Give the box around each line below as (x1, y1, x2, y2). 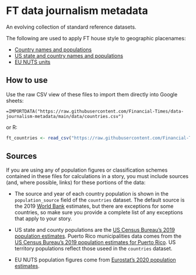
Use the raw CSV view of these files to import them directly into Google (6, 90, 178, 98)
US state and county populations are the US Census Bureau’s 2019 (14, 227, 175, 234)
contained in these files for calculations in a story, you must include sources (6, 173, 188, 180)
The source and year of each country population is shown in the (14, 190, 169, 197)
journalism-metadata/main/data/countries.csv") (6, 113, 124, 119)
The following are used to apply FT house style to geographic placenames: (6, 34, 186, 41)
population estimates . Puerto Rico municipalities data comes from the (14, 232, 182, 240)
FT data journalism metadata (6, 4, 148, 18)
